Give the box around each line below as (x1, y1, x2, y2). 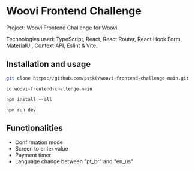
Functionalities (6, 123, 63, 133)
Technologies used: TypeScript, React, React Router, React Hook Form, (6, 35, 182, 42)
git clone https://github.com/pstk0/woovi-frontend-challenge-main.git (6, 75, 189, 81)
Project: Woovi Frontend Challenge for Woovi (6, 24, 118, 31)
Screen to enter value (14, 145, 68, 152)
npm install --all (6, 96, 52, 102)
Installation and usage (6, 59, 91, 69)
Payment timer (14, 151, 52, 159)
